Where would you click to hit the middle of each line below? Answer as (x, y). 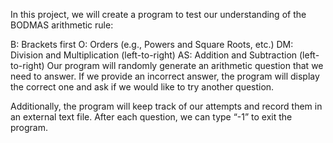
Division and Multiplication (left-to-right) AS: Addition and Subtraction (154, 55)
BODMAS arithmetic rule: (62, 25)
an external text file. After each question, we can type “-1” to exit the (151, 117)
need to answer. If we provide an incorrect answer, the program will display (165, 76)
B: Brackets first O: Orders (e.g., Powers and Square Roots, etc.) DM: (152, 44)
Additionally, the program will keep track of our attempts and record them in (166, 106)
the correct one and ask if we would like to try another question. (142, 87)
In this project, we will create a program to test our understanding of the (158, 14)
